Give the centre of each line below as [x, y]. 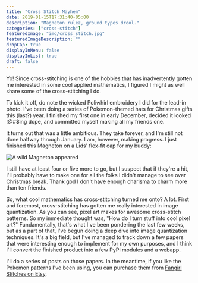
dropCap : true [24, 45]
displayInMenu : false [33, 51]
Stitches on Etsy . [27, 273]
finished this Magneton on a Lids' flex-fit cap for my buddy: [79, 146]
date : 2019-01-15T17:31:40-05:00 [48, 17]
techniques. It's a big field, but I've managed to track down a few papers [95, 237]
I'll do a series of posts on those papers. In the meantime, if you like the [94, 261]
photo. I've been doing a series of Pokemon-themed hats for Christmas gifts [99, 109]
